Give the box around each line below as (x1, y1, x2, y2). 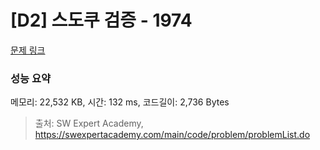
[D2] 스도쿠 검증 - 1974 (10, 9, 193, 32)
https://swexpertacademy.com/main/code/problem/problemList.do (34, 129, 311, 141)
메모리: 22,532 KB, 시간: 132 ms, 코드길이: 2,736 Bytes (10, 96, 230, 108)
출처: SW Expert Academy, (34, 117, 144, 130)
